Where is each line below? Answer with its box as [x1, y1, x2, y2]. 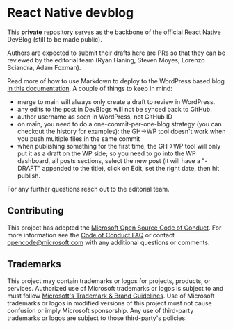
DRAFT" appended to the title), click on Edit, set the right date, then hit [17, 164, 220, 172]
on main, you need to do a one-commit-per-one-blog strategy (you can [17, 119, 222, 128]
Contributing [7, 205, 64, 217]
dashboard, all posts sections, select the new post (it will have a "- [17, 156, 208, 164]
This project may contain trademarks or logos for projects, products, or [7, 276, 211, 285]
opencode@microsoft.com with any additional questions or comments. [7, 238, 210, 246]
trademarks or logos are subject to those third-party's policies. [7, 314, 187, 322]
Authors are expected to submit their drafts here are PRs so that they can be [7, 49, 226, 57]
